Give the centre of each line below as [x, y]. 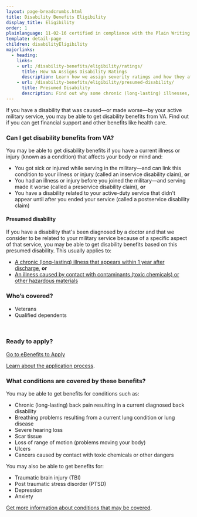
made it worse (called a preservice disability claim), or [80, 187]
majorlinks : [21, 50]
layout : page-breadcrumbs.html [44, 11]
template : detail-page [34, 39]
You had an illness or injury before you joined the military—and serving [100, 181]
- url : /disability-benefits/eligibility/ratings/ [80, 66]
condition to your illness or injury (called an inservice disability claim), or [102, 174]
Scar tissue [28, 436]
